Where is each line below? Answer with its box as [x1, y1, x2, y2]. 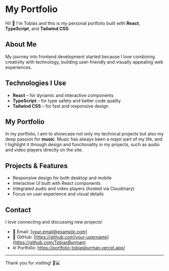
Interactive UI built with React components [12, 180, 101, 186]
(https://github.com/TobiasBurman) [12, 239, 86, 245]
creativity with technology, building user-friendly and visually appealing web [5, 59, 163, 65]
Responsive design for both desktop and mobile [12, 175, 112, 181]
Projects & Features [5, 161, 68, 170]
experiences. [5, 64, 33, 70]
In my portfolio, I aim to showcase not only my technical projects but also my [5, 131, 164, 137]
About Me [5, 40, 37, 49]
